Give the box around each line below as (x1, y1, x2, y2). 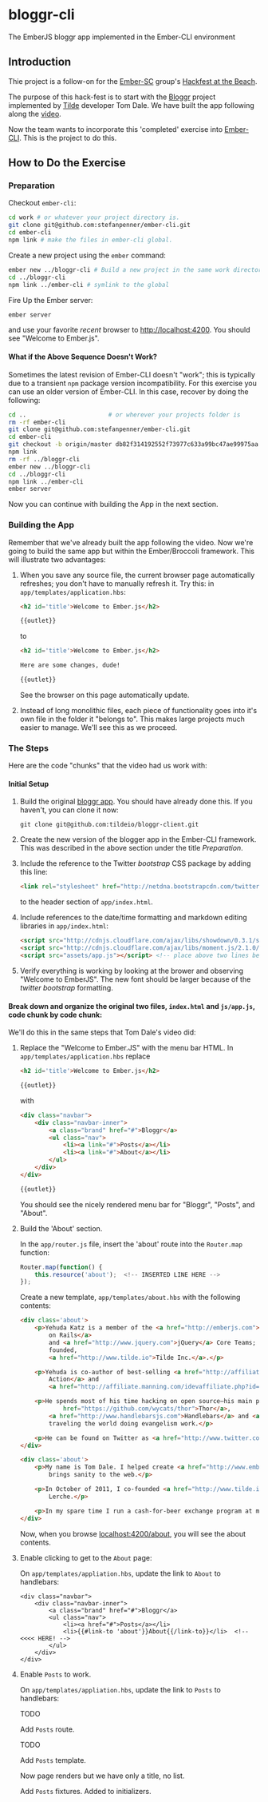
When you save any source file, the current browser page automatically (19, 570, 255, 580)
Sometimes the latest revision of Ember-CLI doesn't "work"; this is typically (8, 369, 255, 379)
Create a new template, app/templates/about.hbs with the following (19, 1293, 241, 1302)
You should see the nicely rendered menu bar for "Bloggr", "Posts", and (19, 1199, 255, 1209)
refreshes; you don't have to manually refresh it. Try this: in (19, 578, 215, 588)
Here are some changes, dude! (19, 661, 121, 669)
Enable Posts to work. (19, 1669, 92, 1679)
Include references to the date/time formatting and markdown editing (19, 913, 247, 923)
